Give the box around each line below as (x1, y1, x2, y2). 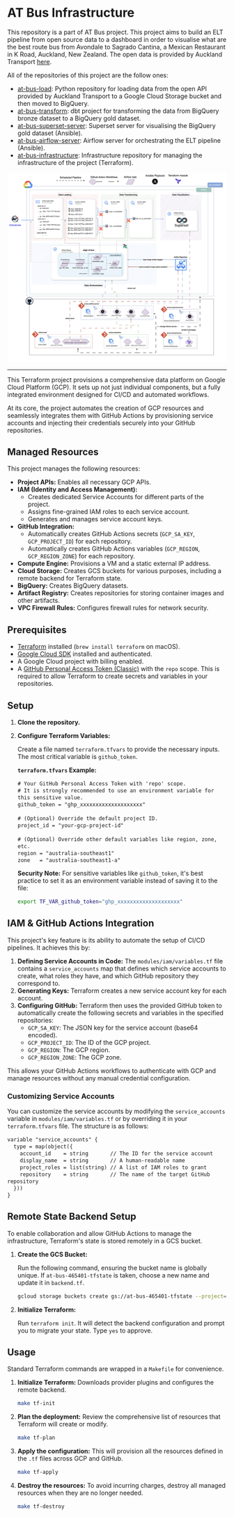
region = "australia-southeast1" (17, 849, 115, 857)
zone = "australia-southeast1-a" (17, 856, 121, 864)
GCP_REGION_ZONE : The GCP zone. (27, 1053, 122, 1061)
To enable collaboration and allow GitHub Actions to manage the (7, 1229, 192, 1237)
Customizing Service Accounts (7, 1091, 115, 1101)
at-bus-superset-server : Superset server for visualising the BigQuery (17, 121, 216, 129)
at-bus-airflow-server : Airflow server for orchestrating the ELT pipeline (17, 136, 221, 144)
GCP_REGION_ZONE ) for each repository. (27, 552, 136, 560)
